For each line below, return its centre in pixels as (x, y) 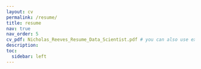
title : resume (24, 23)
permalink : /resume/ (32, 17)
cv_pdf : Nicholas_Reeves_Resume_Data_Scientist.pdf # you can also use (97, 40)
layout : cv (20, 12)
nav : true (19, 28)
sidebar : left (29, 56)
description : (22, 46)
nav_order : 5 (22, 34)
